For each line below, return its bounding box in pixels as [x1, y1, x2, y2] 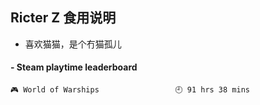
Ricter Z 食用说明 [10, 9, 117, 27]
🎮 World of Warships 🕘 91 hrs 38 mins [10, 85, 250, 95]
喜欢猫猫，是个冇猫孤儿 [24, 38, 122, 50]
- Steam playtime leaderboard [10, 61, 138, 73]
